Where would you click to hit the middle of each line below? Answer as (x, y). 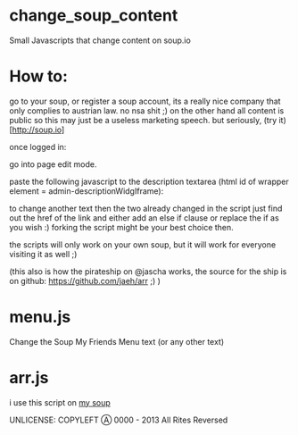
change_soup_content (94, 16)
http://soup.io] (38, 130)
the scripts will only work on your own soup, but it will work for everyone (143, 244)
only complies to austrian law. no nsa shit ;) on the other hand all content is (147, 110)
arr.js (29, 378)
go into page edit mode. (53, 164)
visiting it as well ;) (43, 254)
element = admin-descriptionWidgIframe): (87, 191)
